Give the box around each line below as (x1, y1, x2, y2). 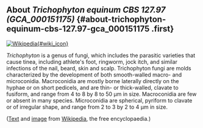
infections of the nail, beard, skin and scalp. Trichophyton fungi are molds (6, 64, 191, 72)
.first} (151, 24, 174, 34)
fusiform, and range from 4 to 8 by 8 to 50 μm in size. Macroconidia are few (6, 90, 197, 98)
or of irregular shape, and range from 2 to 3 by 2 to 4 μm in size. (6, 103, 168, 110)
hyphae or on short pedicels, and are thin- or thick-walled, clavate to (6, 84, 179, 91)
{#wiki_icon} (37, 39, 69, 47)
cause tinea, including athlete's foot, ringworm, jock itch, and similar (6, 58, 178, 66)
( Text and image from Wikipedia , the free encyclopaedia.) (6, 115, 151, 122)
